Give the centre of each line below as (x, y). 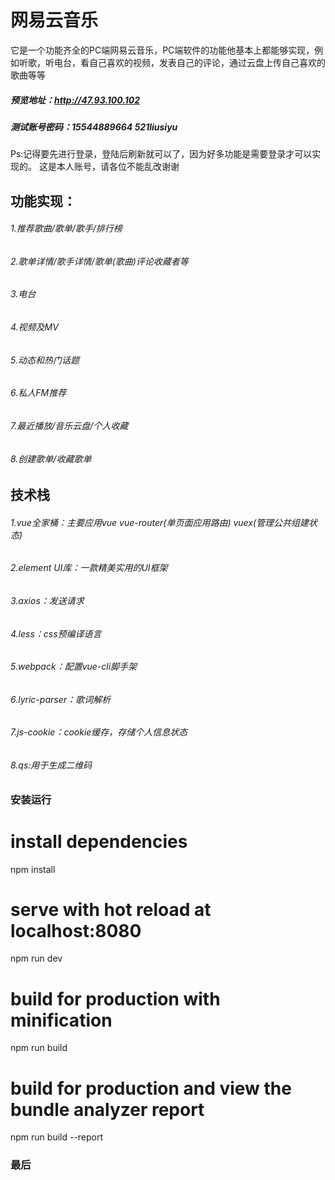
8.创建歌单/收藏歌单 (51, 458)
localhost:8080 (76, 930)
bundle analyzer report (107, 1109)
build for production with (115, 998)
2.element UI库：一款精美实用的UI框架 (89, 568)
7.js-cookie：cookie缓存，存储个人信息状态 (99, 732)
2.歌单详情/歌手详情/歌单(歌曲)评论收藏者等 (99, 261)
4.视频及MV (34, 327)
